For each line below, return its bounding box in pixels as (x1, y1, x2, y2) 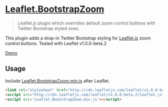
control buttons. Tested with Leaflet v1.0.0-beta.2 (5, 40, 106, 46)
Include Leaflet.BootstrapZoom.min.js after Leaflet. (5, 77, 110, 83)
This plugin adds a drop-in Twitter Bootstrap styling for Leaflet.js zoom (5, 35, 151, 41)
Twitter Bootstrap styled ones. (17, 25, 80, 31)
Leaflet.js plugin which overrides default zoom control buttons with (17, 20, 155, 26)
